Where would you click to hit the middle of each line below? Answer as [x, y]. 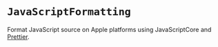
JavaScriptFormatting [69, 12]
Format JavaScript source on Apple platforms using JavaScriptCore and [109, 29]
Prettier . [18, 37]
